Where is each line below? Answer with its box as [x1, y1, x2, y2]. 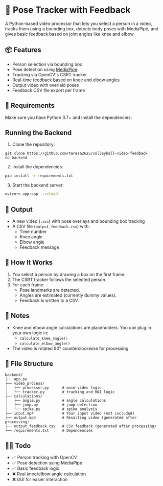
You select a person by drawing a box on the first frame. [12, 271, 126, 277]
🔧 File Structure [5, 359, 53, 368]
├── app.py [5, 377, 27, 382]
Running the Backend [5, 128, 72, 137]
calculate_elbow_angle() [19, 341, 70, 346]
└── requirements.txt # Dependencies [5, 428, 93, 433]
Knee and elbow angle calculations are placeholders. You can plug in [12, 324, 152, 330]
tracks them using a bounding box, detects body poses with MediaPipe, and [5, 25, 159, 31]
